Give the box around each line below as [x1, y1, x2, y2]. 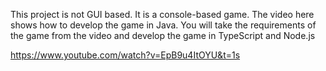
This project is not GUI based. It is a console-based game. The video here [10, 9, 315, 20]
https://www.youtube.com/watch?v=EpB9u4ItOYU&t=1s [10, 49, 241, 61]
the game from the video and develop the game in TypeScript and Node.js [10, 30, 316, 41]
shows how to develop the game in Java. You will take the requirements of [10, 19, 317, 31]
